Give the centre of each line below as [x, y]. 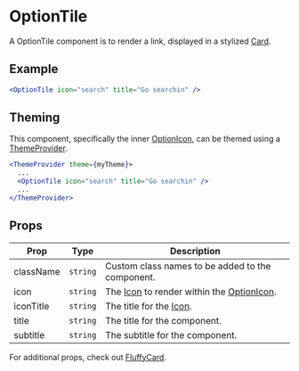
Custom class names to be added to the [188, 266]
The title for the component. [164, 320]
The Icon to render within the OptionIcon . [191, 292]
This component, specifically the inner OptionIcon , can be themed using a [145, 139]
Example [34, 69]
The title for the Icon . [149, 306]
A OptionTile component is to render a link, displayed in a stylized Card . [140, 41]
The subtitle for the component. [171, 334]
